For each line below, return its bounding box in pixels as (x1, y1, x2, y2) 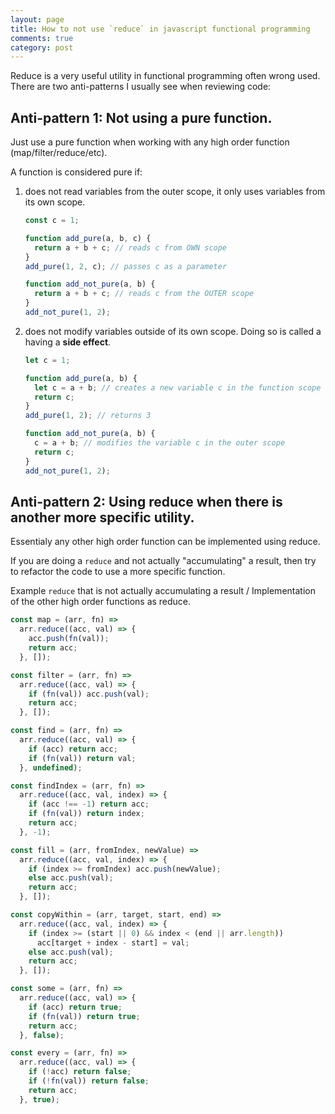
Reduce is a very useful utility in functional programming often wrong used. (10, 70, 321, 82)
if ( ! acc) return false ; (28, 1067, 132, 1077)
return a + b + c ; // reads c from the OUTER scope (34, 289, 254, 299)
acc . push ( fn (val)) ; (28, 634, 110, 644)
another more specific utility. (10, 509, 195, 526)
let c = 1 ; (24, 355, 71, 365)
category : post (10, 42, 74, 53)
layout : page (10, 14, 65, 25)
